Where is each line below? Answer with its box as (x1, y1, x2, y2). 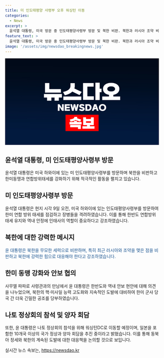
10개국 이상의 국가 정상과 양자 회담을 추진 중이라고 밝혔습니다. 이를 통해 (14, 331, 150, 337)
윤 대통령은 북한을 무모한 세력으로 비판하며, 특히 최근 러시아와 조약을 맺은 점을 (5, 247, 154, 253)
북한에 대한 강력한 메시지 (5, 233, 75, 242)
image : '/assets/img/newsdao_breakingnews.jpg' (5, 44, 104, 49)
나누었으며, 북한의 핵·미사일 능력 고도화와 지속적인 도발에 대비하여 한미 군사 (10, 289, 154, 295)
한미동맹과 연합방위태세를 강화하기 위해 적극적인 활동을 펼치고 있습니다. (5, 176, 141, 182)
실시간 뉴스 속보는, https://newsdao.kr (5, 347, 80, 353)
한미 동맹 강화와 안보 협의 (5, 269, 77, 277)
